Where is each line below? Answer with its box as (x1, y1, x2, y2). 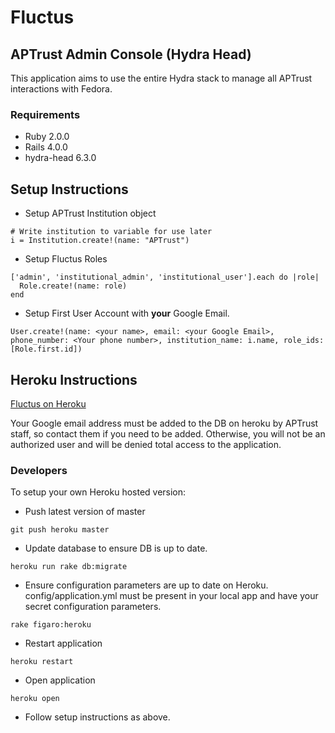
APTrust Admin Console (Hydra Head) (10, 46, 252, 63)
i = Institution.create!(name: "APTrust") (10, 236, 190, 246)
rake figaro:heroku (10, 620, 92, 630)
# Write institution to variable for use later (10, 227, 213, 237)
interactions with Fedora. (10, 83, 113, 95)
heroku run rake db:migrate (10, 562, 128, 572)
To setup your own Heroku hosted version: (10, 486, 187, 498)
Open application (24, 674, 96, 686)
